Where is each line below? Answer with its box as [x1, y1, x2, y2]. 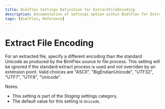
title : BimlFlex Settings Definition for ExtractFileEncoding [5, 7, 135, 12]
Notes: [5, 84, 19, 89]
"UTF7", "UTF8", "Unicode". [5, 74, 61, 80]
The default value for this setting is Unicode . [12, 98, 101, 104]
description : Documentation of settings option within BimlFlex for [5, 12, 148, 17]
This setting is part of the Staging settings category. [12, 93, 118, 99]
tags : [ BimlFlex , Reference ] [5, 16, 65, 21]
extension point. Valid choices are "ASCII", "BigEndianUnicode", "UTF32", [5, 69, 154, 75]
